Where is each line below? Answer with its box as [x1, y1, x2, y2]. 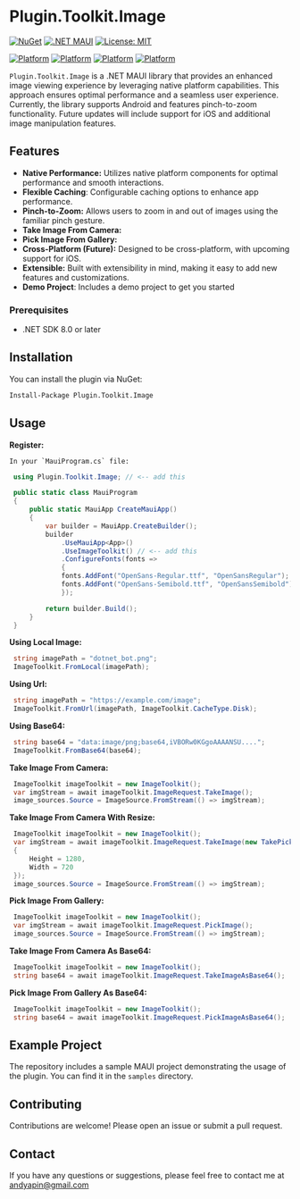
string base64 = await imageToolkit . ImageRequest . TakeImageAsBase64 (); [12, 971, 286, 980]
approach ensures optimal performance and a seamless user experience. [9, 89, 279, 100]
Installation [9, 350, 73, 365]
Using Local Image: [9, 637, 82, 648]
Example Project [9, 1037, 103, 1052]
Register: [9, 440, 45, 450]
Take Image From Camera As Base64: [9, 945, 152, 957]
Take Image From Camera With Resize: [9, 812, 156, 823]
